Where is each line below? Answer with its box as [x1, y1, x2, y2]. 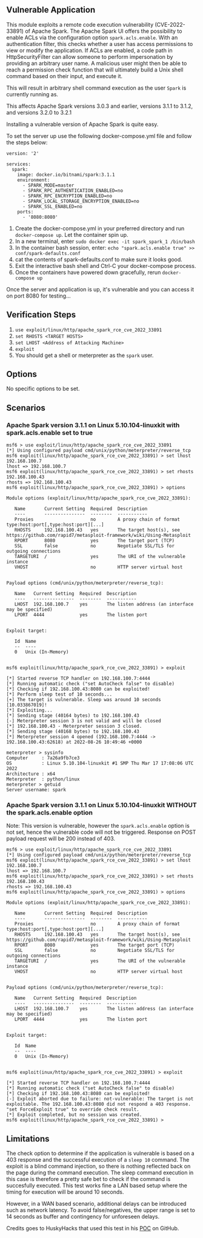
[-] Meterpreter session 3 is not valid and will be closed [6, 718, 162, 724]
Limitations [6, 1133, 50, 1144]
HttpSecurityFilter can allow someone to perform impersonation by [6, 53, 173, 60]
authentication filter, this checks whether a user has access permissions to [6, 40, 193, 47]
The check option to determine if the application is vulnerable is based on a [6, 1150, 195, 1157]
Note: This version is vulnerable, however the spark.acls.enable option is [6, 822, 190, 830]
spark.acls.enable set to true [6, 428, 93, 437]
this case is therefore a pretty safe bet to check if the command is [6, 1176, 171, 1183]
